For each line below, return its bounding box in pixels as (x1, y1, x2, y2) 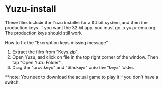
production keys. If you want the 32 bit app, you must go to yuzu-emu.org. (5, 24, 157, 30)
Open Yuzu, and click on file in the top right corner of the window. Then (12, 54, 158, 60)
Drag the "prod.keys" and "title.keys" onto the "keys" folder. (12, 65, 135, 70)
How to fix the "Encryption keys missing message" (5, 39, 108, 45)
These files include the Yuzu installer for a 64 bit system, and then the (5, 20, 148, 25)
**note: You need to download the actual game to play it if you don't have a (5, 74, 158, 80)
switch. (5, 79, 20, 85)
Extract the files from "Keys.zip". (12, 49, 79, 55)
